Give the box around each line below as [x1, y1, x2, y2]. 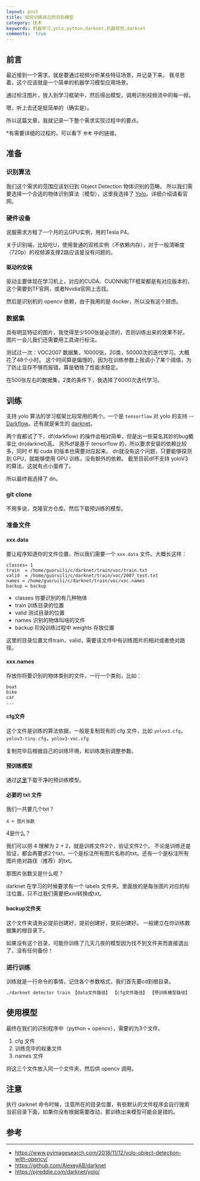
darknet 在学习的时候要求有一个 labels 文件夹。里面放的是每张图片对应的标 [6, 882, 190, 890]
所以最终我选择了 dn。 [6, 475, 61, 483]
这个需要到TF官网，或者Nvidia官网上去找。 [6, 285, 112, 293]
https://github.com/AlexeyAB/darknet [14, 1162, 106, 1169]
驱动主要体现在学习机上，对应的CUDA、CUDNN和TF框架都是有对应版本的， [6, 278, 193, 285]
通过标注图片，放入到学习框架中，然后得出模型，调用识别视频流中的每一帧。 [6, 91, 194, 98]
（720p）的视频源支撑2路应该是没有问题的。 [6, 248, 116, 256]
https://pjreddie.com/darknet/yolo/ [14, 1168, 100, 1176]
